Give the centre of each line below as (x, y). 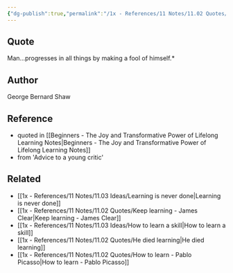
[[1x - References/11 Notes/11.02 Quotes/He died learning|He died (111, 240)
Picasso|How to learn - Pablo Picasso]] (73, 262)
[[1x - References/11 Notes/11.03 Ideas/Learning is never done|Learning (119, 195)
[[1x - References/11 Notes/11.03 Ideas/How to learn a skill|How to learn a (121, 225)
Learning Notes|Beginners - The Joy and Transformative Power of (112, 143)
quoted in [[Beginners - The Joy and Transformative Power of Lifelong (118, 135)
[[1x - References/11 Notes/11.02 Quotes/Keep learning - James (107, 210)
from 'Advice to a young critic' (60, 157)
